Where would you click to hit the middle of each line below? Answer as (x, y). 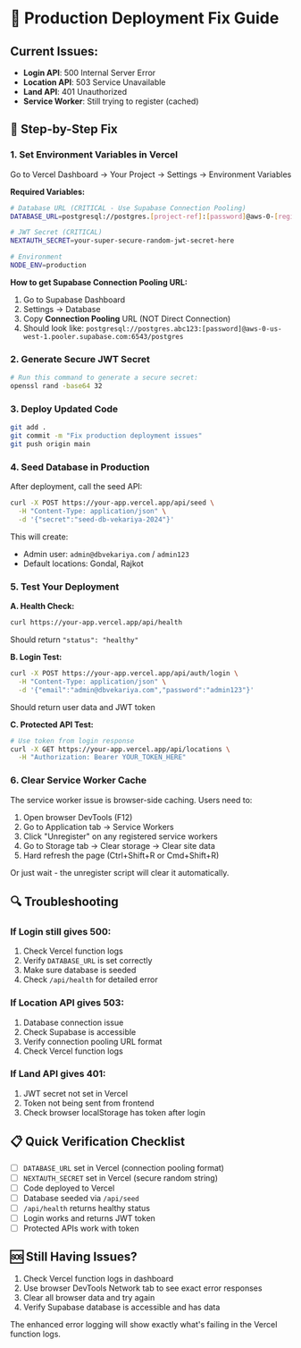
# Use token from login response (72, 741)
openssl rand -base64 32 (56, 386)
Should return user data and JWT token (83, 707)
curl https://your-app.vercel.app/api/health (96, 623)
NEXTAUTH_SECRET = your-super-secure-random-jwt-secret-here (122, 241)
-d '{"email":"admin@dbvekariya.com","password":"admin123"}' (136, 690)
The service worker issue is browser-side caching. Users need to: (131, 800)
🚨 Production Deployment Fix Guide (145, 18)
